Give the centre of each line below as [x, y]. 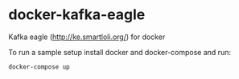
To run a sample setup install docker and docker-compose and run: [120, 52]
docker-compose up [39, 67]
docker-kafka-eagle [77, 15]
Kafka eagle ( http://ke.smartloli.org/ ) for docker [87, 37]
